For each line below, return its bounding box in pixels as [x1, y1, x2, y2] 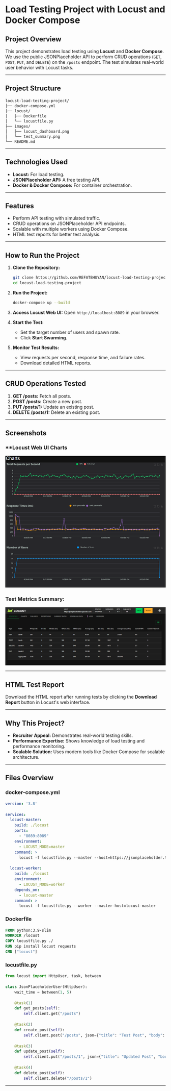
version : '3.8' [5, 801, 38, 806]
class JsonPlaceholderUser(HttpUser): [5, 984, 88, 989]
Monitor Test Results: [12, 344, 60, 351]
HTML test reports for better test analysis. [12, 231, 101, 238]
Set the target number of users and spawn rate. [20, 329, 120, 335]
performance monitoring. [12, 743, 66, 750]
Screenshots [5, 429, 47, 437]
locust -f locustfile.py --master [18, 855, 93, 860]
